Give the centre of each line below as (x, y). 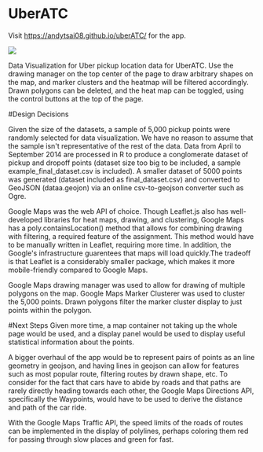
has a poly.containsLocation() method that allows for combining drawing (125, 228)
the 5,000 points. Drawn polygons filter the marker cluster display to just (125, 301)
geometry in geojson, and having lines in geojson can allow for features (124, 366)
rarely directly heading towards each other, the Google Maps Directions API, (131, 391)
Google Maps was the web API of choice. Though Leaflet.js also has (119, 211)
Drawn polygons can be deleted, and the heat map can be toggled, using (126, 90)
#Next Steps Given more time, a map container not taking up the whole (123, 325)
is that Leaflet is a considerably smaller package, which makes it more (122, 261)
